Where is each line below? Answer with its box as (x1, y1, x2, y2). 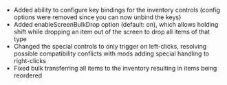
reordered (13, 71, 43, 80)
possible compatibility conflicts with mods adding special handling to (13, 49, 210, 58)
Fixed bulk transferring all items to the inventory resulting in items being (13, 64, 217, 72)
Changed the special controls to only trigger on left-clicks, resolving (13, 42, 207, 50)
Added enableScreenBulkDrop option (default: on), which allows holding (13, 21, 219, 28)
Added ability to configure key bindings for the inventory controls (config (13, 6, 221, 14)
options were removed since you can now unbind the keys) (13, 13, 182, 21)
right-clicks (13, 57, 47, 64)
